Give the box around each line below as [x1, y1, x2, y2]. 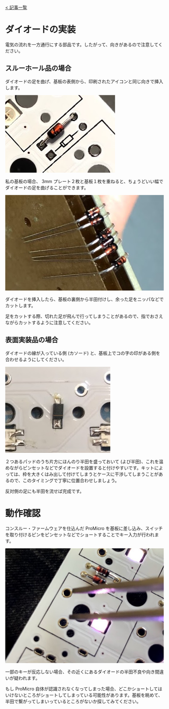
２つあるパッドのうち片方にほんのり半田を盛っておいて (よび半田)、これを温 [5, 458, 163, 464]
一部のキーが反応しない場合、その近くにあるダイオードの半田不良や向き [5, 669, 155, 675]
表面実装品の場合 [5, 336, 58, 344]
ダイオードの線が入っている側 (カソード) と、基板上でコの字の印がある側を [5, 350, 160, 356]
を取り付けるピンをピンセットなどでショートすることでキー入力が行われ [5, 531, 155, 538]
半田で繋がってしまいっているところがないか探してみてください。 [5, 698, 141, 704]
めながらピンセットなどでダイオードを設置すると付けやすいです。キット [5, 464, 154, 470]
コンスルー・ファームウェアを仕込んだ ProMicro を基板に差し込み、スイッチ [5, 525, 163, 531]
